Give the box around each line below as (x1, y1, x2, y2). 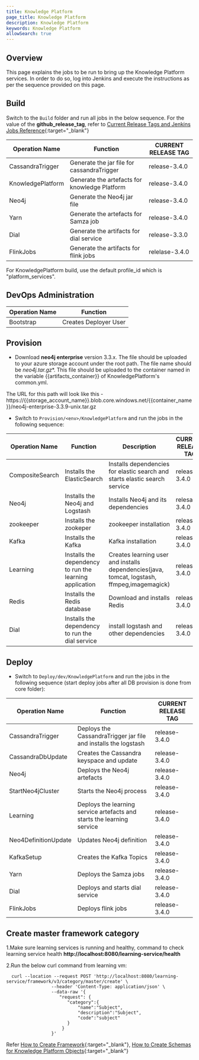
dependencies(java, (108, 565, 164, 574)
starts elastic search (108, 475, 165, 483)
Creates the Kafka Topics (77, 853, 148, 861)
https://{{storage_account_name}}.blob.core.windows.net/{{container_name (6, 397, 192, 404)
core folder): (14, 685, 46, 693)
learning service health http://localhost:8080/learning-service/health (6, 951, 181, 957)
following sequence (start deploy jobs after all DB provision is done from (14, 679, 191, 687)
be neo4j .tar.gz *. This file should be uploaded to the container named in (14, 366, 191, 373)
